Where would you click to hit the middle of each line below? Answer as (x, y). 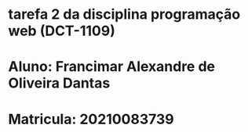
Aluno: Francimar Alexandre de (112, 67)
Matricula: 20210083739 (91, 119)
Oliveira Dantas (59, 83)
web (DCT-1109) (62, 31)
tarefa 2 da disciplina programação (124, 14)
